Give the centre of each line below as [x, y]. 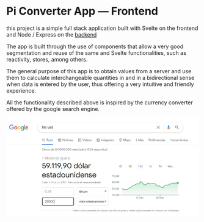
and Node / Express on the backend [52, 34]
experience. [21, 90]
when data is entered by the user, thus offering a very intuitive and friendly [100, 84]
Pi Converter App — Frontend [82, 11]
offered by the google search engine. [53, 109]
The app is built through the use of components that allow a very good [95, 46]
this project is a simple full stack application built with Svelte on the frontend [102, 28]
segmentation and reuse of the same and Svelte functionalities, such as [96, 52]
